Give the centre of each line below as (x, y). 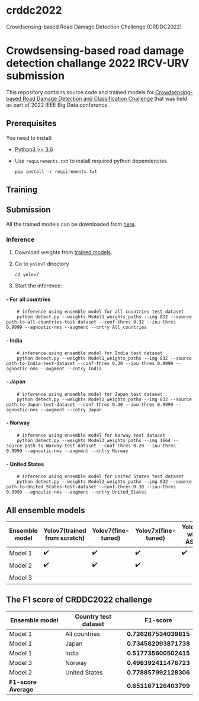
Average (21, 689)
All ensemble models (46, 510)
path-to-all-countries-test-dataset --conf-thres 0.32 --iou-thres (91, 322)
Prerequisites (31, 124)
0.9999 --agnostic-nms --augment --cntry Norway (67, 451)
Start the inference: (38, 286)
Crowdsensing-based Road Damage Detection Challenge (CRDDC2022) (94, 27)
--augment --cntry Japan (71, 409)
